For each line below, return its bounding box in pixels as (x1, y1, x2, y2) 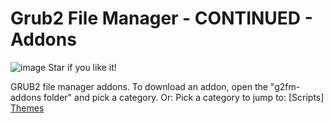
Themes (10, 102, 45, 114)
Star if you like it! (48, 61, 117, 73)
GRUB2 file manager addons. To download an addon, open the (10, 80, 268, 92)
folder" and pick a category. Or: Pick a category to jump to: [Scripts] (43, 91, 325, 103)
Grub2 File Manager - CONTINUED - (10, 7, 313, 30)
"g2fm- (269, 80, 301, 92)
